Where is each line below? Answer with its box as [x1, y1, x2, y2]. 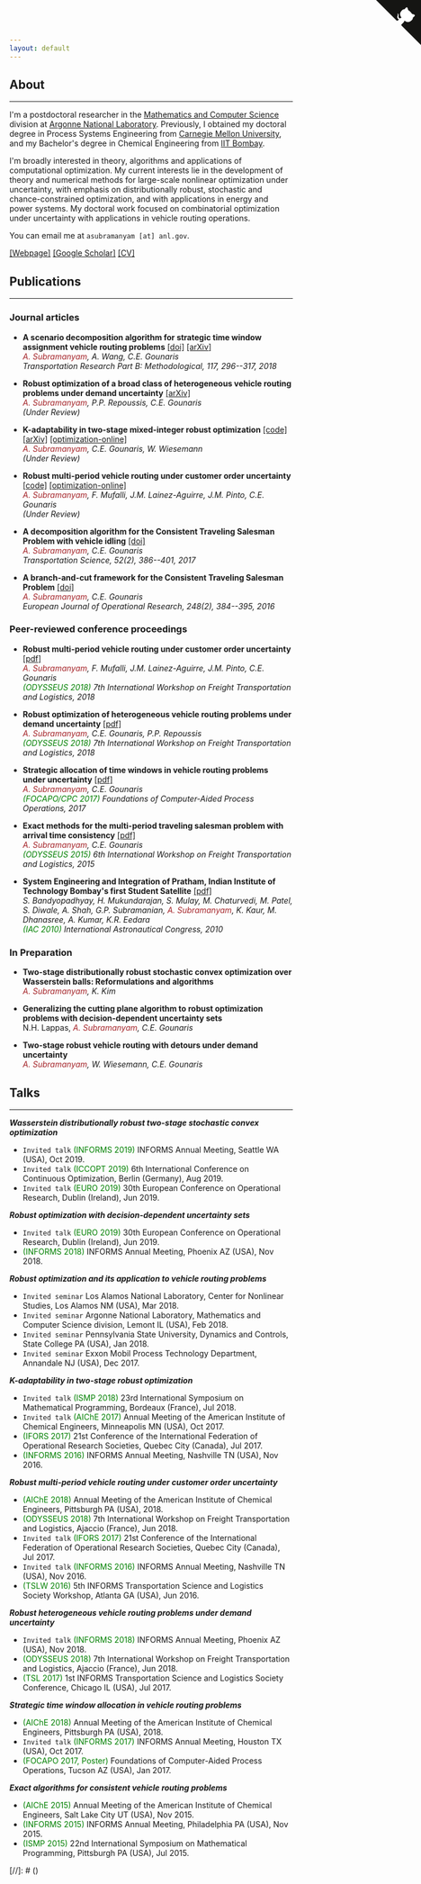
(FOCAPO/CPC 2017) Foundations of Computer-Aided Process [22, 793, 255, 804]
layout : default [9, 43, 70, 53]
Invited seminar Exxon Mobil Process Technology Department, [22, 1348, 258, 1358]
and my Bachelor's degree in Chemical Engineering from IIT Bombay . [9, 138, 265, 149]
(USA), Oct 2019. [22, 1153, 85, 1165]
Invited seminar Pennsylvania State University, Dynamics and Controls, [22, 1329, 290, 1339]
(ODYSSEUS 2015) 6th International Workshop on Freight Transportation [22, 849, 292, 860]
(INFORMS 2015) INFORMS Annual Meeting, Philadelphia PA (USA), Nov [22, 1818, 289, 1829]
